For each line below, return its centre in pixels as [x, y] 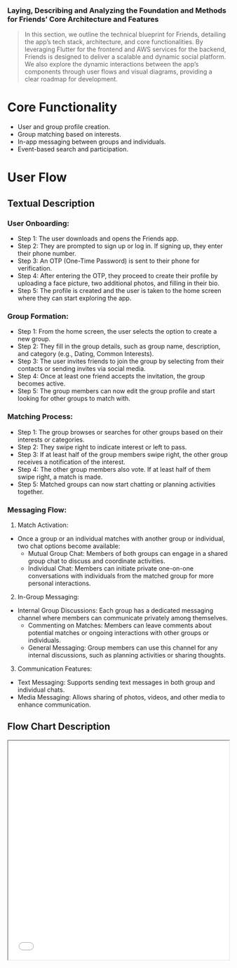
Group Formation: [38, 316]
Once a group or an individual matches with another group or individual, [121, 539]
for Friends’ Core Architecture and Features [83, 19]
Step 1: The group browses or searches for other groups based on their [120, 432]
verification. [35, 268]
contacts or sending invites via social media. [81, 369]
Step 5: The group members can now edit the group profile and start [116, 391]
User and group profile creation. [64, 127]
